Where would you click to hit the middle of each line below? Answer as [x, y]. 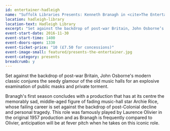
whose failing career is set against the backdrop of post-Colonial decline [81, 107]
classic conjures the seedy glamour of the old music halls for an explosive [82, 81]
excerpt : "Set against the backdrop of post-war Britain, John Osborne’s [85, 29]
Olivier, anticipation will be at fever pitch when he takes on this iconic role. [82, 123]
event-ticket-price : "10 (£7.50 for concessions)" [60, 47]
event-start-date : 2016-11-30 [37, 33]
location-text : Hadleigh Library [40, 24]
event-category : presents [32, 57]
